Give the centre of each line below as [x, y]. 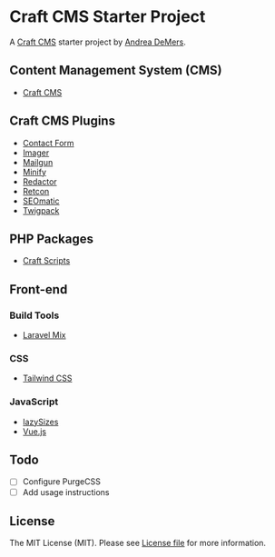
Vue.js [34, 431]
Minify [34, 172]
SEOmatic [41, 201]
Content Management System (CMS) [116, 70]
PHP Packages [51, 239]
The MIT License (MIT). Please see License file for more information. [137, 543]
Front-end [39, 289]
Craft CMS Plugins [63, 121]
